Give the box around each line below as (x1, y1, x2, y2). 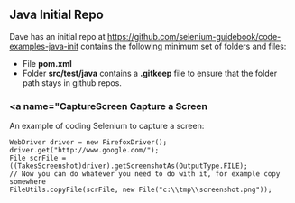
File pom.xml (22, 58, 72, 69)
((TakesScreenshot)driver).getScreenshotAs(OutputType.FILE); (9, 161, 248, 171)
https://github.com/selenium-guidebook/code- (106, 31, 281, 42)
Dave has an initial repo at (9, 31, 106, 42)
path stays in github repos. (22, 77, 122, 88)
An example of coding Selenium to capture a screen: (9, 121, 205, 132)
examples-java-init (9, 41, 79, 51)
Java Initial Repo (9, 7, 104, 23)
